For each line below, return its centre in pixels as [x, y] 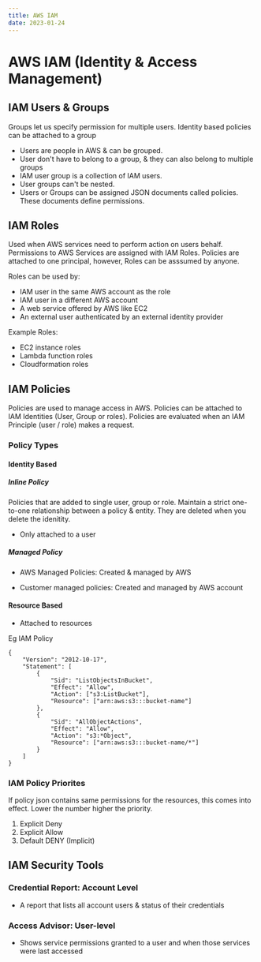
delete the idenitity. [39, 518]
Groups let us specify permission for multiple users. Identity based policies [130, 126]
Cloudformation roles [54, 365]
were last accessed [51, 951]
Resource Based [35, 605]
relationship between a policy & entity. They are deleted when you [139, 511]
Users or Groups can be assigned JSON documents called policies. [129, 192]
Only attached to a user [58, 534]
